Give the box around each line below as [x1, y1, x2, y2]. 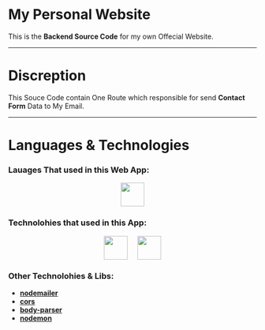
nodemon [19, 313, 53, 323]
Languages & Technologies [8, 137, 190, 155]
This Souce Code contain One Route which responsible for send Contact [8, 92, 246, 102]
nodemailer [19, 288, 58, 298]
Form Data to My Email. [8, 101, 84, 111]
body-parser [19, 305, 63, 314]
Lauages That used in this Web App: [8, 164, 150, 175]
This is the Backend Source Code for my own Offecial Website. [8, 32, 215, 41]
